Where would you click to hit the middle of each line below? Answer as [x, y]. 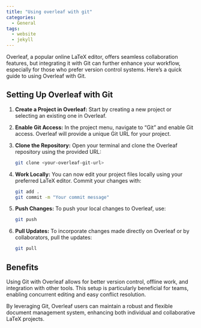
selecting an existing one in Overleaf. [61, 115]
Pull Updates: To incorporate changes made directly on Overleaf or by [102, 231]
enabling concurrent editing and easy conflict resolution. [76, 294]
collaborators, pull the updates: [53, 237]
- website [24, 34]
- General [24, 23]
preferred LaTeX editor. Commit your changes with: [78, 180]
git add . [27, 192]
